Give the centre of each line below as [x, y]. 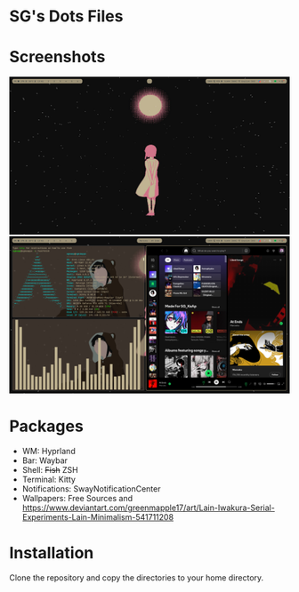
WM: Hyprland [48, 452]
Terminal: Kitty [48, 480]
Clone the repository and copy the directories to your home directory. [137, 578]
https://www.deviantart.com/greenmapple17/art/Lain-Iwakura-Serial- [149, 508]
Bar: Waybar [45, 460]
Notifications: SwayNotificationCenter [91, 489]
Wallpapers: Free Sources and [77, 499]
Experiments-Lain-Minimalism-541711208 [98, 517]
